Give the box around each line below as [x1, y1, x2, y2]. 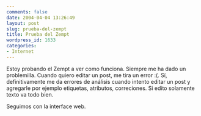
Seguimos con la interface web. [6, 103, 86, 110]
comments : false [6, 9, 48, 15]
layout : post [6, 20, 40, 26]
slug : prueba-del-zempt [6, 26, 67, 32]
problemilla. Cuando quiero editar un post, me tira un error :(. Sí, [6, 71, 167, 79]
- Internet [6, 49, 34, 55]
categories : [6, 43, 37, 49]
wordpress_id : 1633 [6, 37, 56, 43]
